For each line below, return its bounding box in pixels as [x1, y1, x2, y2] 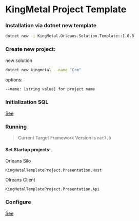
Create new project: [5, 46, 56, 53]
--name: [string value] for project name [5, 86, 95, 92]
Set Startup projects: [5, 146, 51, 152]
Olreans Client [5, 177, 35, 183]
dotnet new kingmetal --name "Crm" [5, 67, 82, 72]
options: [5, 76, 23, 83]
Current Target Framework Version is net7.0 [17, 135, 111, 140]
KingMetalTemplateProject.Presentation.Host [5, 168, 102, 173]
